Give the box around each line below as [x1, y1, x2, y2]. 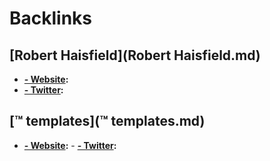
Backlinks [9, 7, 93, 30]
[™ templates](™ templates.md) [9, 113, 206, 130]
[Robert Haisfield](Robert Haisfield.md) [9, 47, 261, 64]
